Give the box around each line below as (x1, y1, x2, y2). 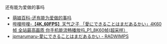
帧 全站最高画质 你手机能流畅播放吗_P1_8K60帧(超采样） (12, 27, 128, 33)
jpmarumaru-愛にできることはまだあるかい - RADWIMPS (12, 34, 129, 39)
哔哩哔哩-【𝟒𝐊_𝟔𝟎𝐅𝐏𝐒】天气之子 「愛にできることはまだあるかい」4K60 (12, 21, 162, 27)
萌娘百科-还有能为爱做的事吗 (12, 15, 72, 21)
